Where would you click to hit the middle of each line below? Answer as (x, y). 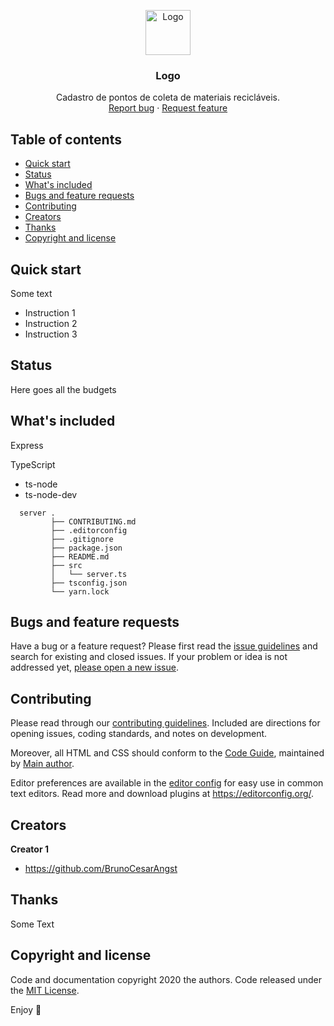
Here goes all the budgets (63, 389)
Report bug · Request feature (168, 108)
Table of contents (66, 139)
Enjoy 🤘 (26, 1009)
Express (27, 445)
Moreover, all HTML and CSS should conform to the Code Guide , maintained (167, 753)
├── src (66, 565)
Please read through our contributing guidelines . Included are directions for (165, 723)
